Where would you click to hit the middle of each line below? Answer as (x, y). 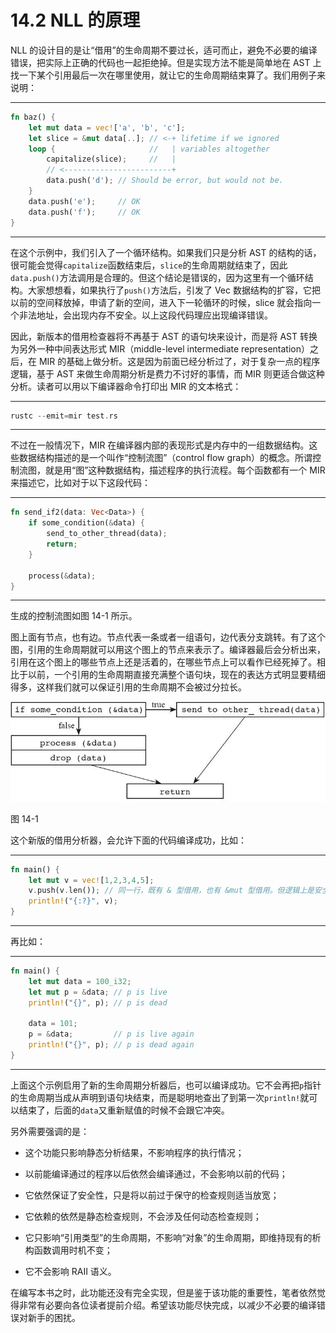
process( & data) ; (62, 576)
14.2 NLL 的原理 (75, 20)
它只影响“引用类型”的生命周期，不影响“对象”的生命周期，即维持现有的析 (173, 1237)
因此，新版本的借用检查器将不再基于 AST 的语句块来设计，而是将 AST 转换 (164, 336)
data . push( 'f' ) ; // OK (84, 212)
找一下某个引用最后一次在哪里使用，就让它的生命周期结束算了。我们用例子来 (168, 75)
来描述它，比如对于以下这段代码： (80, 483)
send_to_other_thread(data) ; (107, 534)
